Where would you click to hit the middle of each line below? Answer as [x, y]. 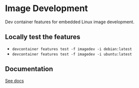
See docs [15, 81]
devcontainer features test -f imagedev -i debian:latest [72, 49]
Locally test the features [43, 37]
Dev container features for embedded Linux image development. [70, 22]
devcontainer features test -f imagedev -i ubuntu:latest [72, 54]
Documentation [29, 69]
